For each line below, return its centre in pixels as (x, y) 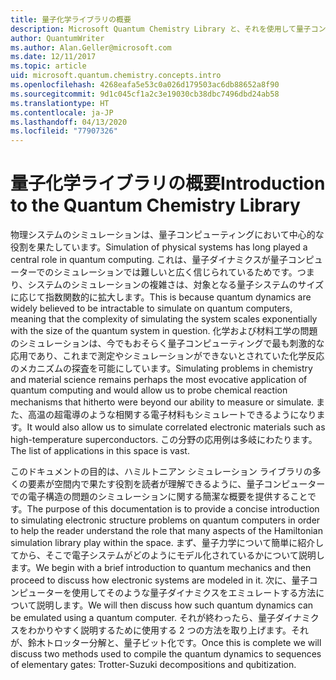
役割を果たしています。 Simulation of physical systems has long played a (159, 247)
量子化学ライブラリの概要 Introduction (168, 183)
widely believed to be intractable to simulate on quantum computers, (151, 308)
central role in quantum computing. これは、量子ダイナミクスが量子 (149, 260)
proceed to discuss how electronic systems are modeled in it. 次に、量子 (160, 580)
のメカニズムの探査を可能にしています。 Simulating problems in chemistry (161, 368)
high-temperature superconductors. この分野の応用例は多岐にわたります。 (164, 440)
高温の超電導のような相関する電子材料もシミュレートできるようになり (172, 415)
